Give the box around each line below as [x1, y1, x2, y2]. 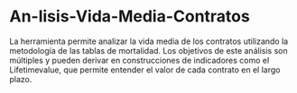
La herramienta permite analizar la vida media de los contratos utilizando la [9, 36, 289, 46]
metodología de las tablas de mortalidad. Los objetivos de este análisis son [9, 45, 288, 55]
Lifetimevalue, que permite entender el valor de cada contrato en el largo [9, 64, 281, 75]
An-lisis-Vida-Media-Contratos [9, 6, 250, 27]
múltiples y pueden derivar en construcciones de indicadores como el [9, 55, 270, 65]
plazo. [9, 73, 32, 84]
